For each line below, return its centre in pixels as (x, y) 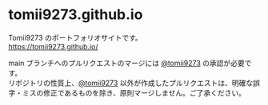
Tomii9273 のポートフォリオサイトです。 (75, 37)
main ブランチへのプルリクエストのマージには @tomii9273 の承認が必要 (127, 63)
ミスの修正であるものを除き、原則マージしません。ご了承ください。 (134, 92)
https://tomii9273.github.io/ (53, 46)
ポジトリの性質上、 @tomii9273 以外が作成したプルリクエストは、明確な (134, 83)
